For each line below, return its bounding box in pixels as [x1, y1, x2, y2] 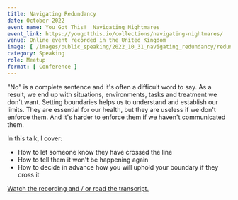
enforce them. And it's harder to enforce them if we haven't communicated [7, 113, 226, 121]
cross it [17, 170, 40, 179]
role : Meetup [7, 57, 46, 64]
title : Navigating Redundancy [7, 10, 97, 18]
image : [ [7, 43, 33, 50]
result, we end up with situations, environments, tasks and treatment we [7, 90, 217, 99]
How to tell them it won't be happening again [17, 155, 149, 164]
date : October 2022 [7, 17, 65, 24]
